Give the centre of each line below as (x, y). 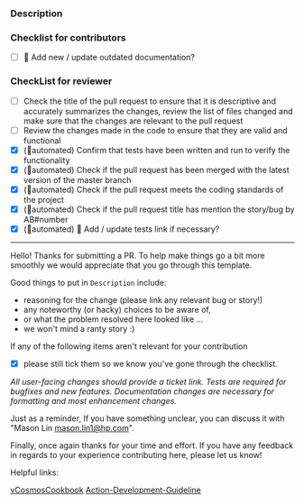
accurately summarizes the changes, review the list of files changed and (158, 111)
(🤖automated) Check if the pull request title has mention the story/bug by (159, 209)
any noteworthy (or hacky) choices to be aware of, (117, 310)
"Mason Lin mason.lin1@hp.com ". (72, 428)
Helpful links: (35, 472)
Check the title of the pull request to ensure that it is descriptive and (149, 101)
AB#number (46, 219)
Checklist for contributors (68, 37)
